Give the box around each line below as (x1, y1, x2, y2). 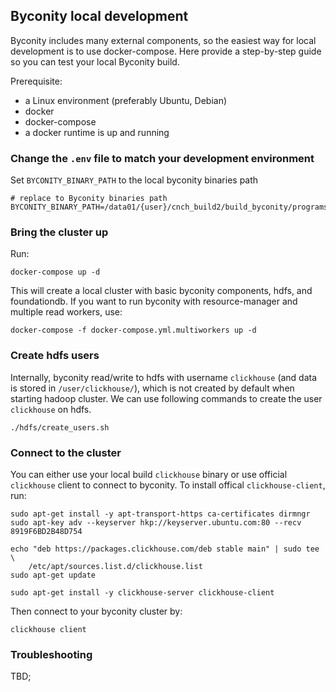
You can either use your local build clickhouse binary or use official (10, 469, 288, 480)
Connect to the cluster (10, 445, 122, 459)
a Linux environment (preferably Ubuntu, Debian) (24, 94, 228, 106)
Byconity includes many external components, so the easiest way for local (10, 34, 317, 46)
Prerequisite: (10, 75, 63, 87)
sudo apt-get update (10, 570, 97, 580)
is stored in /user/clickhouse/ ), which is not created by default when (10, 382, 295, 394)
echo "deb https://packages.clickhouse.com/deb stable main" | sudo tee (10, 544, 320, 554)
